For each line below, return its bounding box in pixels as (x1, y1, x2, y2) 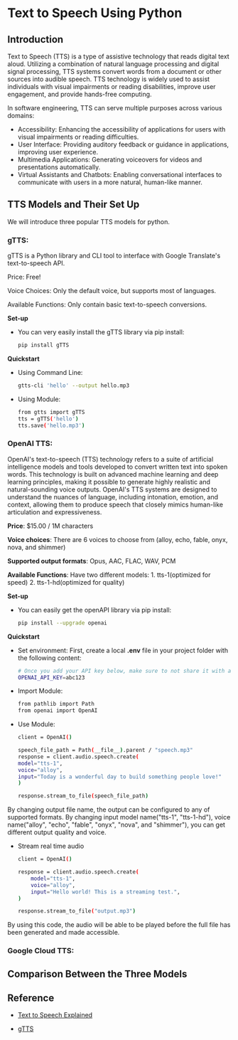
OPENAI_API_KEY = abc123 (17, 674, 85, 681)
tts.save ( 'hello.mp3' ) (17, 422, 85, 429)
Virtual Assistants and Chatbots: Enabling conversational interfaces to (17, 171, 222, 179)
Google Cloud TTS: (7, 946, 75, 956)
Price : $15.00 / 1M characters (7, 521, 94, 530)
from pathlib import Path (17, 701, 94, 708)
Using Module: (17, 395, 61, 403)
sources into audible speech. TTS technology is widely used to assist (7, 75, 210, 83)
